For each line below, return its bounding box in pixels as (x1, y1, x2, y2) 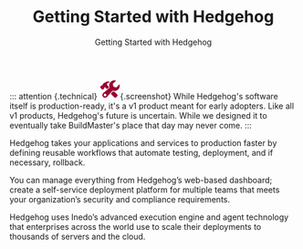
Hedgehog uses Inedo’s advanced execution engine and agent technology (9, 212, 289, 223)
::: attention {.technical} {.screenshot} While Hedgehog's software (9, 90, 278, 101)
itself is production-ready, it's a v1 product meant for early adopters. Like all (9, 100, 295, 111)
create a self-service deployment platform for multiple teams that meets (9, 184, 280, 195)
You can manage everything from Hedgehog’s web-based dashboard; (9, 174, 273, 185)
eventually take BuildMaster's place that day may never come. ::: (9, 119, 253, 130)
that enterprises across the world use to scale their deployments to (9, 221, 262, 232)
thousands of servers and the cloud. (9, 231, 146, 242)
